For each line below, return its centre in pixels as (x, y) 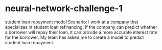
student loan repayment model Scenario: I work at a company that (72, 22)
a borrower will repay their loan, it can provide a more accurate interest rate (81, 32)
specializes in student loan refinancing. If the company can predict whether (81, 27)
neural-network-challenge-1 (64, 8)
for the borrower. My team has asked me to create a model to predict (75, 37)
